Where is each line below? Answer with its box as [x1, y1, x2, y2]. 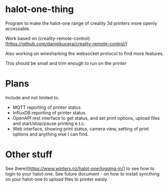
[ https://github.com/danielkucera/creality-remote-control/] [5, 40, 128, 46]
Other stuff [5, 149, 53, 160]
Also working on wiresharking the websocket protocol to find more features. [5, 50, 164, 56]
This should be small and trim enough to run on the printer [5, 60, 127, 66]
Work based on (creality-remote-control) [5, 35, 90, 41]
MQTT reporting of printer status [12, 104, 81, 110]
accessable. [5, 25, 30, 31]
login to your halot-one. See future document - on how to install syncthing [5, 170, 160, 177]
